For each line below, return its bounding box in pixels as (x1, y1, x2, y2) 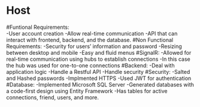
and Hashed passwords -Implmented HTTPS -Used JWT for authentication (6, 75, 192, 82)
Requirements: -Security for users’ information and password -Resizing (6, 43, 182, 50)
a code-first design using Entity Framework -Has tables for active (6, 87, 168, 94)
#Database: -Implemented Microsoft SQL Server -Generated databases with (6, 81, 195, 88)
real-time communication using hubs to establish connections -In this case (6, 55, 190, 63)
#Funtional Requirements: (6, 23, 70, 31)
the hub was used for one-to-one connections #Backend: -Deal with (6, 61, 175, 69)
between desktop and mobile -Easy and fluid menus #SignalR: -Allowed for (6, 49, 192, 56)
